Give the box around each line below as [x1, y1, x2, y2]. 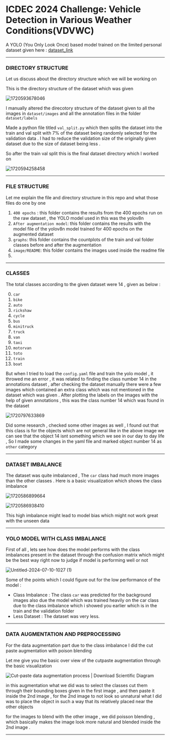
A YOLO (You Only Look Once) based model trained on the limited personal [6, 41, 162, 47]
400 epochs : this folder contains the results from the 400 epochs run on [13, 209, 163, 215]
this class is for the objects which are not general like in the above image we [6, 427, 164, 433]
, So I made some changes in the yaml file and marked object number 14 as [6, 438, 162, 444]
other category [6, 443, 37, 449]
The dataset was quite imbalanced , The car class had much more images [6, 473, 159, 479]
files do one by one [6, 200, 46, 206]
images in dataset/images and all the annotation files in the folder [6, 110, 141, 117]
